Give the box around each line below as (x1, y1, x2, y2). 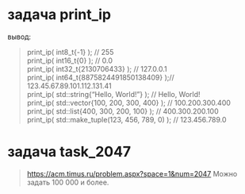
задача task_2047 (7, 143, 132, 161)
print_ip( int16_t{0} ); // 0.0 (26, 56, 113, 65)
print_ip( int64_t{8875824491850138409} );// (26, 72, 175, 82)
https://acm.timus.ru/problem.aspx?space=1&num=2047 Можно (26, 169, 238, 178)
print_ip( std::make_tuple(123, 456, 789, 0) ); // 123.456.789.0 (26, 114, 227, 124)
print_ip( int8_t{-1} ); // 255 (26, 47, 114, 56)
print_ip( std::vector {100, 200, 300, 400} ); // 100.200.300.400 (26, 98, 232, 107)
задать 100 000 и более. (26, 177, 109, 187)
